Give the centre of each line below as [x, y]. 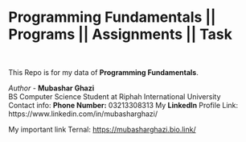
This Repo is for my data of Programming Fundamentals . [103, 72]
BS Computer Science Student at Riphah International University [115, 96]
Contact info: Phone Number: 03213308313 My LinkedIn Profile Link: [123, 105]
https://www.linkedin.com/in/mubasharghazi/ [83, 114]
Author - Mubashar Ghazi [51, 88]
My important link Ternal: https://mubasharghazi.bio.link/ [102, 129]
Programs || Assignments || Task [121, 34]
